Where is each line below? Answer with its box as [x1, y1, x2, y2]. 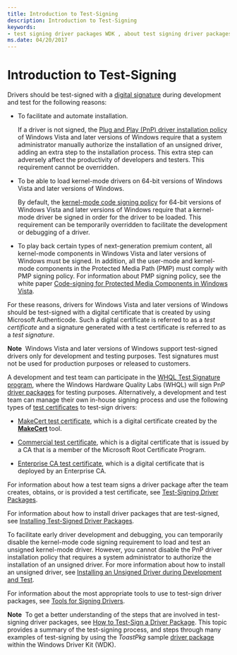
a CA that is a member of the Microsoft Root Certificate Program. [17, 446, 206, 454]
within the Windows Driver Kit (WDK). [7, 641, 116, 649]
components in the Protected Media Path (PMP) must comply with [36, 265, 228, 273]
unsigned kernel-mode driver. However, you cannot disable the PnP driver [7, 545, 223, 554]
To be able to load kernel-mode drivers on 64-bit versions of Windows [17, 177, 223, 185]
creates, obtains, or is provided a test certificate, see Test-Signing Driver [7, 488, 219, 497]
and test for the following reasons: [7, 98, 107, 107]
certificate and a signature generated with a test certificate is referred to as [7, 323, 226, 332]
